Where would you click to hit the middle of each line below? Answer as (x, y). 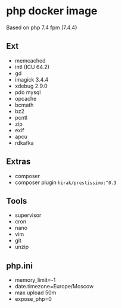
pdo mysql (28, 92)
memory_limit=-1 (35, 280)
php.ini (20, 265)
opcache (26, 98)
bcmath (24, 105)
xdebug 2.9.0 (31, 86)
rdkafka (24, 143)
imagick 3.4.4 (32, 79)
